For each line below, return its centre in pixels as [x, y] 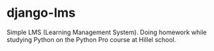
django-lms [41, 13]
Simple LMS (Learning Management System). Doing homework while [107, 32]
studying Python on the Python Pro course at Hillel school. [91, 39]
